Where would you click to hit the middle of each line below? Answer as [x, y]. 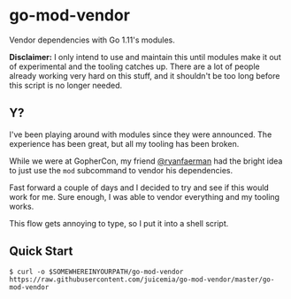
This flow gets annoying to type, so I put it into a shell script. [119, 223]
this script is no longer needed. [66, 85]
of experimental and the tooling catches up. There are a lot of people [134, 66]
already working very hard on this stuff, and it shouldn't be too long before [145, 75]
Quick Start [41, 252]
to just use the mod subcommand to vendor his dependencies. [121, 170]
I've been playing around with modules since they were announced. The [141, 134]
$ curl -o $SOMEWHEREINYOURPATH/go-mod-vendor [96, 272]
